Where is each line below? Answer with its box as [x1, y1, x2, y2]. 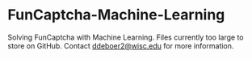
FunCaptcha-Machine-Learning [7, 6, 225, 24]
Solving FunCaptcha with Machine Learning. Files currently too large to [7, 32, 244, 42]
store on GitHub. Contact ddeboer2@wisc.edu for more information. [7, 40, 234, 50]
